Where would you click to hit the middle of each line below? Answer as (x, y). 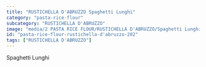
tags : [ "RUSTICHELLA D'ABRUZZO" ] (49, 40)
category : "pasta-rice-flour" (45, 18)
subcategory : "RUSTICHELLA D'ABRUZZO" (56, 23)
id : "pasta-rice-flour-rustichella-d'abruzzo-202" (72, 35)
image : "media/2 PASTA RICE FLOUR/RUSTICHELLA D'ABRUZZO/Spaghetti (94, 29)
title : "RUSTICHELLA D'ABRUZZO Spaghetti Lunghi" (71, 12)
